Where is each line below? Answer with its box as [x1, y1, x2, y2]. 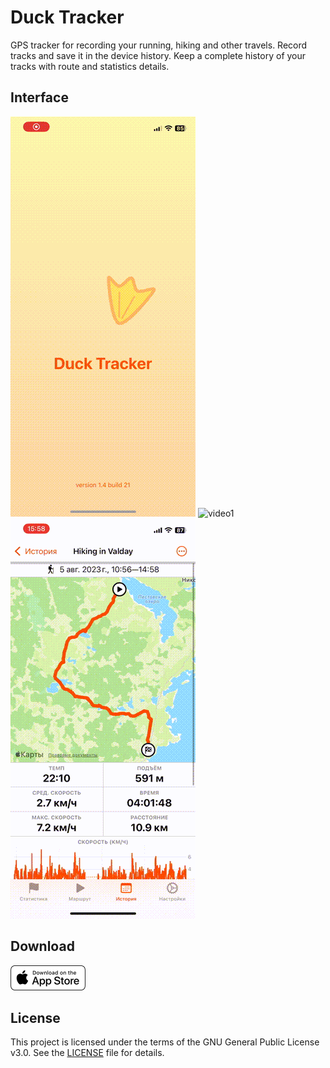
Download [10, 938, 75, 955]
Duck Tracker [10, 6, 125, 29]
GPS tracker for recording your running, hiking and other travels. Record [10, 39, 308, 51]
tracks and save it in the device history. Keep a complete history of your [10, 49, 307, 61]
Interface [10, 89, 69, 106]
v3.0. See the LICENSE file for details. [10, 1047, 165, 1059]
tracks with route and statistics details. [10, 60, 170, 72]
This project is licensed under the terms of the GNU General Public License [10, 1036, 320, 1048]
